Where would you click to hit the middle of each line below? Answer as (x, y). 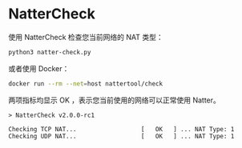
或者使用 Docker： (39, 68)
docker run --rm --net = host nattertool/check (85, 84)
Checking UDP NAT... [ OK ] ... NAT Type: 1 (121, 136)
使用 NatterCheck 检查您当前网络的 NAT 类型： (86, 37)
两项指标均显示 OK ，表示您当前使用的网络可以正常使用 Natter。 (114, 100)
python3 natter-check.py (50, 52)
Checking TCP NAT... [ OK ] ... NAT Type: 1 (121, 129)
